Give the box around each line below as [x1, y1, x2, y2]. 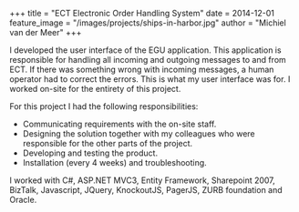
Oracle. [9, 195, 37, 205]
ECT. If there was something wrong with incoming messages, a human [9, 64, 274, 75]
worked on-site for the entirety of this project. [9, 84, 181, 94]
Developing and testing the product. [22, 147, 158, 158]
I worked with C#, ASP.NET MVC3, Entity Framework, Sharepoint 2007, [9, 175, 275, 186]
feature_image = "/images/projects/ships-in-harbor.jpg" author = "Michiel [9, 17, 287, 28]
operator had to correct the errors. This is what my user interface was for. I [9, 74, 291, 85]
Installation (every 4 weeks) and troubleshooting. [22, 157, 207, 167]
